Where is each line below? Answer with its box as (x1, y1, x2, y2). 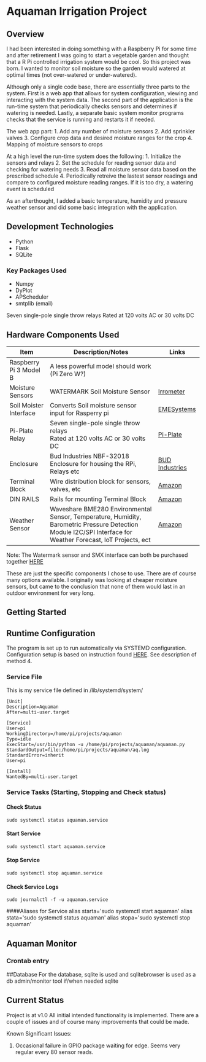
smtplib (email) (15, 300, 53, 307)
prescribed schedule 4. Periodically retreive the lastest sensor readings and (6, 172, 197, 179)
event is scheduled (6, 186, 54, 192)
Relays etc (50, 467, 80, 476)
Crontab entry (6, 957, 50, 966)
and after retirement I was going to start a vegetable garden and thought (6, 52, 189, 59)
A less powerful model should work (50, 361, 151, 370)
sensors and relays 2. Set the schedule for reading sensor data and (6, 159, 177, 167)
